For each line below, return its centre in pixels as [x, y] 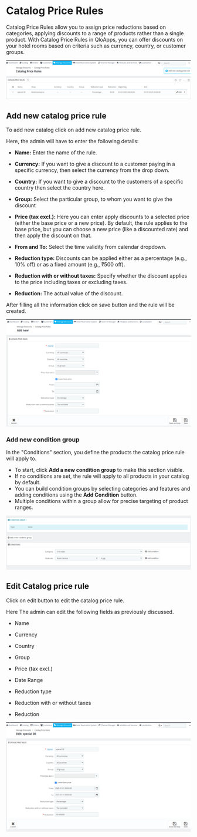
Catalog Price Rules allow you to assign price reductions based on [86, 27]
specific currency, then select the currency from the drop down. [92, 170]
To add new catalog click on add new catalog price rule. [74, 130]
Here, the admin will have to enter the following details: [72, 141]
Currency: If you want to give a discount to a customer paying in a [95, 164]
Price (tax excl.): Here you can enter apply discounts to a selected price [102, 217]
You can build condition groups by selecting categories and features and [102, 489]
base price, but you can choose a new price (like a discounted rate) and [101, 230]
